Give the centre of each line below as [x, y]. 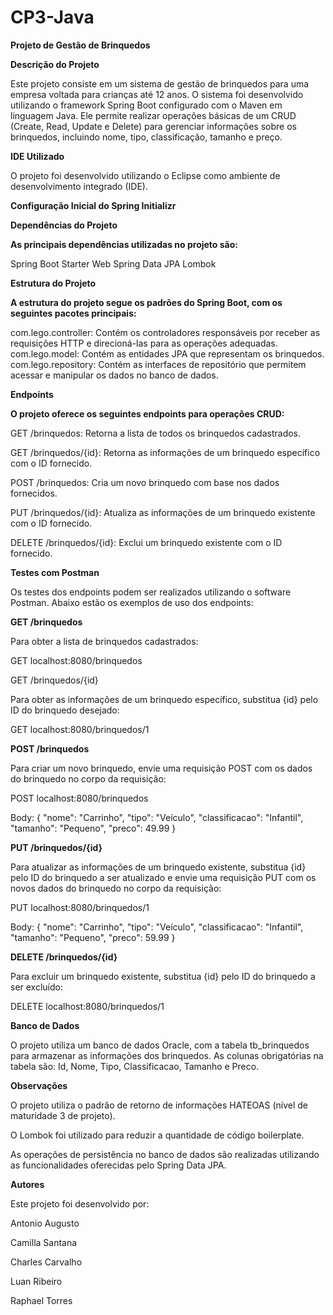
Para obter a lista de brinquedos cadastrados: [104, 641]
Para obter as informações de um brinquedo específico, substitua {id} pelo [164, 699]
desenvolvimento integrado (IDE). [79, 186]
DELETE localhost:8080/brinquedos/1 [87, 1006]
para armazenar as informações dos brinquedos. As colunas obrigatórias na [167, 1055]
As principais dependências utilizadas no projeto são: [124, 244]
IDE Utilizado [37, 156]
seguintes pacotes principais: [73, 313]
